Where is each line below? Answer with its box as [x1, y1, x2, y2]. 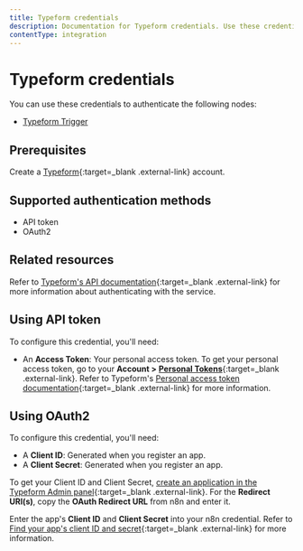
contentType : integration [9, 30, 106, 39]
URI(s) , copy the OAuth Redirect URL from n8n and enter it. [9, 496, 232, 507]
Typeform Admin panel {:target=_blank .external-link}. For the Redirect [9, 487, 271, 498]
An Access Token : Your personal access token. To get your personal [22, 353, 279, 364]
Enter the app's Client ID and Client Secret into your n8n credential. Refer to [9, 514, 293, 525]
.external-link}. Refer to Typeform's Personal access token [22, 372, 241, 384]
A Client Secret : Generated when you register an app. [22, 460, 224, 471]
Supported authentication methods [9, 192, 212, 208]
